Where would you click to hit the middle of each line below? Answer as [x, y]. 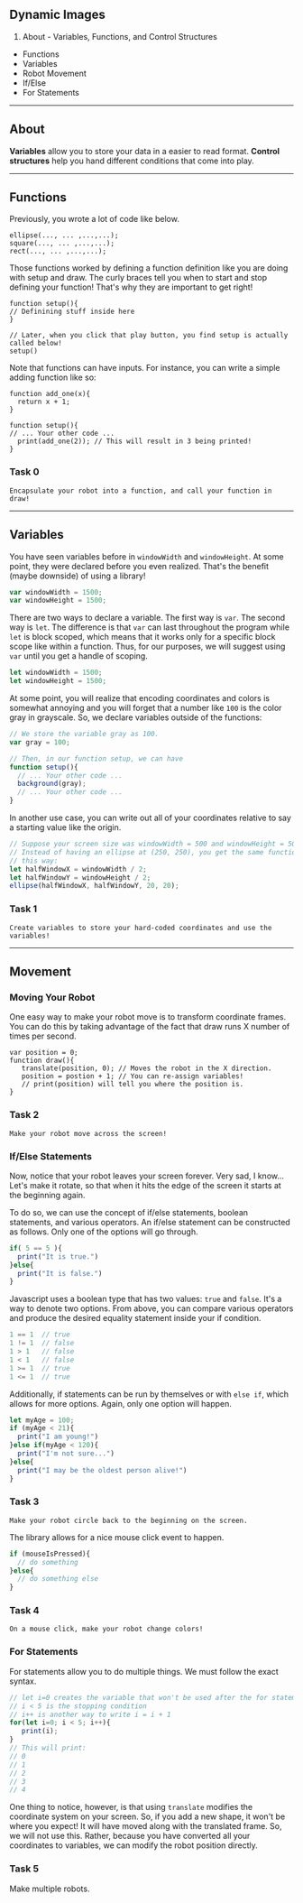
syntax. [23, 1681]
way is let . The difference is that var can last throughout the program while [150, 627]
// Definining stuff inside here [72, 312]
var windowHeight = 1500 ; [58, 600]
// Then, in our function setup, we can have [96, 758]
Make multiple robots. [50, 1889]
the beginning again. [47, 1195]
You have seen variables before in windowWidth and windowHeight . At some [147, 556]
